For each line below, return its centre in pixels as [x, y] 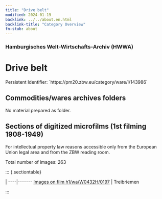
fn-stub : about [21, 29]
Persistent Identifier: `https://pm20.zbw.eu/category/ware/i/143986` [77, 82]
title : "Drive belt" [27, 10]
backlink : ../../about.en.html [39, 19]
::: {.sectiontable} [24, 172]
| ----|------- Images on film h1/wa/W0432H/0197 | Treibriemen [72, 182]
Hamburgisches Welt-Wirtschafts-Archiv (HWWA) [70, 47]
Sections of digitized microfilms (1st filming [76, 126]
